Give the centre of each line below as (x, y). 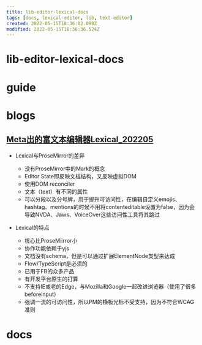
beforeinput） (42, 294)
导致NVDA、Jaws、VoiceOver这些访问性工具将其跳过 (92, 214)
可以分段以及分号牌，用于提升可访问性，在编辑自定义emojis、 (102, 199)
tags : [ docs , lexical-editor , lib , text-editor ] (69, 18)
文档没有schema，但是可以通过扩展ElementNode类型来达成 (100, 256)
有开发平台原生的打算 (51, 279)
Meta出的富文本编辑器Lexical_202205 (80, 139)
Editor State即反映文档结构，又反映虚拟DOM (80, 176)
